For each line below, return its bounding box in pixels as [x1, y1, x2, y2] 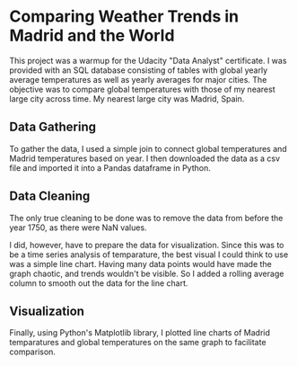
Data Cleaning [9, 189, 91, 204]
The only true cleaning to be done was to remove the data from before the [9, 212, 284, 223]
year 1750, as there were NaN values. [9, 222, 147, 233]
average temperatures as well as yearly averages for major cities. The [9, 74, 267, 85]
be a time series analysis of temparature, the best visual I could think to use [9, 249, 289, 260]
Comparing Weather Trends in [9, 6, 240, 27]
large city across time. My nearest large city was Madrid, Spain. [9, 93, 245, 104]
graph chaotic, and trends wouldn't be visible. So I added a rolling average [9, 268, 284, 279]
